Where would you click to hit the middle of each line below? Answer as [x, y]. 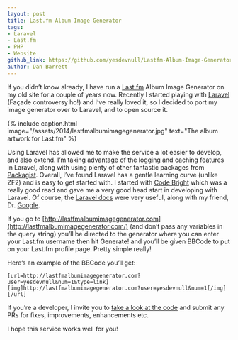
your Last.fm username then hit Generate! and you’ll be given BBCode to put [119, 241]
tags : [15, 27]
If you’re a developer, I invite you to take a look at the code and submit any [116, 307]
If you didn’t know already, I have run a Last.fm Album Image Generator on [116, 87]
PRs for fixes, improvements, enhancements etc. [78, 315]
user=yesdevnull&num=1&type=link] [58, 282]
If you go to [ [26, 219]
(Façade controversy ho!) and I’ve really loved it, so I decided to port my [112, 102]
